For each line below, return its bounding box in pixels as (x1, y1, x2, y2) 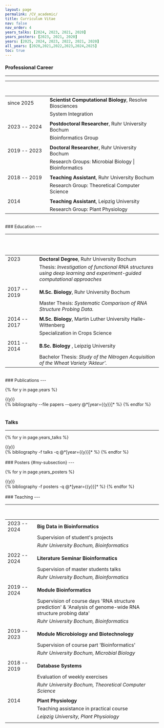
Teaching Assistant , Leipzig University (49, 198, 140, 204)
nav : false (5, 21, 27, 26)
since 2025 (7, 99, 34, 106)
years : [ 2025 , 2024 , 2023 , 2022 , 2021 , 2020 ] (5, 39, 100, 44)
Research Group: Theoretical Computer (49, 182, 140, 189)
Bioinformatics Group (49, 134, 99, 141)
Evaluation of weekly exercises (37, 673, 108, 680)
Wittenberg (39, 321, 65, 328)
